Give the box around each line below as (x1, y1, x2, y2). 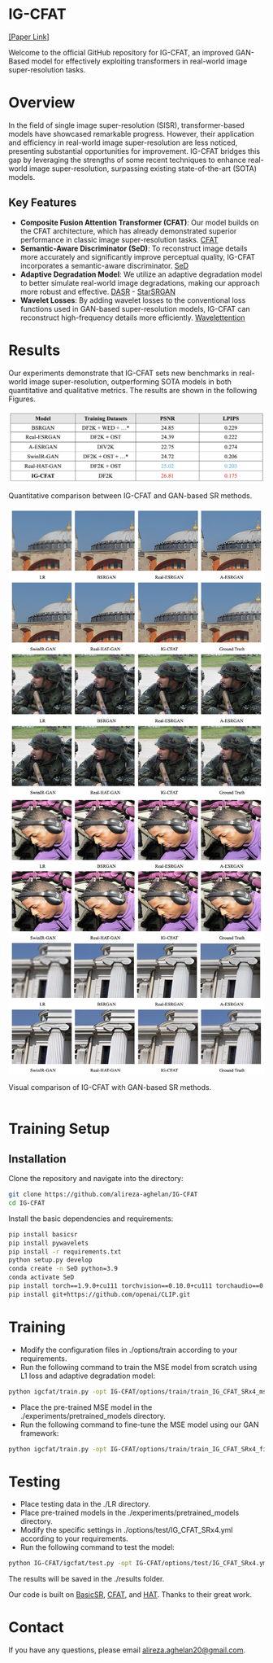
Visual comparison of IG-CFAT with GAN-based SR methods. (8, 1083, 212, 1092)
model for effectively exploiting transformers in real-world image (31, 56, 248, 66)
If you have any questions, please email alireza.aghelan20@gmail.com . (8, 1645, 246, 1655)
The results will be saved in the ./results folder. (8, 1574, 165, 1584)
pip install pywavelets (8, 1239, 89, 1247)
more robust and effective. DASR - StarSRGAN (19, 287, 176, 296)
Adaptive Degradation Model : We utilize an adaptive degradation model (19, 269, 262, 279)
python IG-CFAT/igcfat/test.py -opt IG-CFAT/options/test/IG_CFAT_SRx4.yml (8, 1560, 271, 1568)
